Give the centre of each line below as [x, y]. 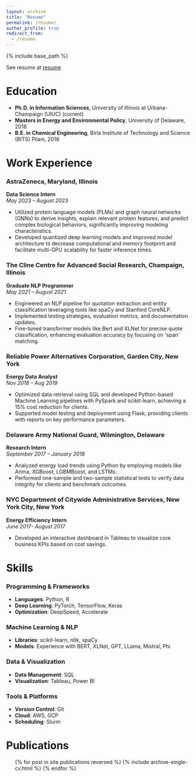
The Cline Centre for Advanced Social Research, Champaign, [95, 265]
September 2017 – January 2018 [45, 454]
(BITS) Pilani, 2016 [37, 139]
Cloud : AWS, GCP [37, 715]
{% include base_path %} [37, 56]
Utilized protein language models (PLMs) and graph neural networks [98, 212]
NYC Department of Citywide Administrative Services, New [93, 499]
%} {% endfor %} [55, 768]
